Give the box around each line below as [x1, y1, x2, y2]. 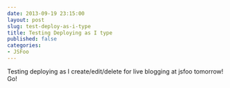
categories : [7, 42, 41, 49]
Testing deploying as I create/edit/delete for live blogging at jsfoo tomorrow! [7, 67, 224, 76]
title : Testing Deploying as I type [7, 29, 113, 36]
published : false [7, 36, 57, 43]
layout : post [7, 16, 45, 23]
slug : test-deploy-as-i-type [7, 23, 91, 30]
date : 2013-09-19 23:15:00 [7, 10, 85, 17]
